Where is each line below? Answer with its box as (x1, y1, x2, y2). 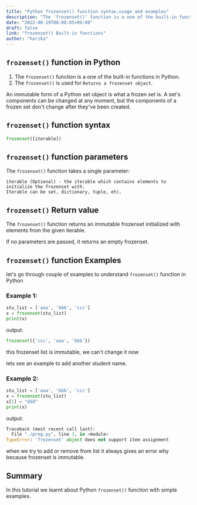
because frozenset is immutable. (6, 454, 85, 461)
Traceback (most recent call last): (6, 426, 96, 432)
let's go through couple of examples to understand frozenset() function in (6, 270, 186, 277)
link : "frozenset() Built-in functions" (6, 30, 107, 36)
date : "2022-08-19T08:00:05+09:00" (6, 19, 93, 25)
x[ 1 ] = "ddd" (6, 398, 38, 405)
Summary (6, 470, 43, 481)
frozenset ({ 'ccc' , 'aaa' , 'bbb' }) (6, 338, 91, 344)
